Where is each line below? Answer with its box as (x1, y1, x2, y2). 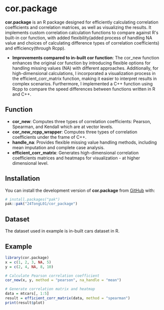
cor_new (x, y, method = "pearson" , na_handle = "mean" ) (5, 278, 121, 283)
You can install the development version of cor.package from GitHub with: (5, 187, 155, 193)
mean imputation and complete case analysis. (12, 144, 105, 150)
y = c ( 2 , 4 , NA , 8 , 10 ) (5, 264, 54, 269)
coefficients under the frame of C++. (12, 134, 87, 140)
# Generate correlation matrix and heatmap (5, 286, 95, 292)
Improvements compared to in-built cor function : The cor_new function (12, 54, 159, 60)
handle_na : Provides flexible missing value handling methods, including (12, 139, 157, 145)
